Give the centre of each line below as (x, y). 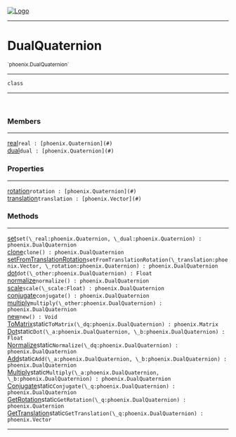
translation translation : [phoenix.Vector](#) (74, 198)
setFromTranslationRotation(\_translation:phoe (157, 260)
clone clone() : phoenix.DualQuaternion (66, 252)
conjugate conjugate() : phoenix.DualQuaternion (78, 295)
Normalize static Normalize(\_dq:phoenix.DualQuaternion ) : (93, 345)
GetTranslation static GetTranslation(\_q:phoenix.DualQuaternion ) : (105, 413)
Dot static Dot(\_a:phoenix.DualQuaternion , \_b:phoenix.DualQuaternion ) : (116, 331)
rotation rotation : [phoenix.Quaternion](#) (72, 190)
